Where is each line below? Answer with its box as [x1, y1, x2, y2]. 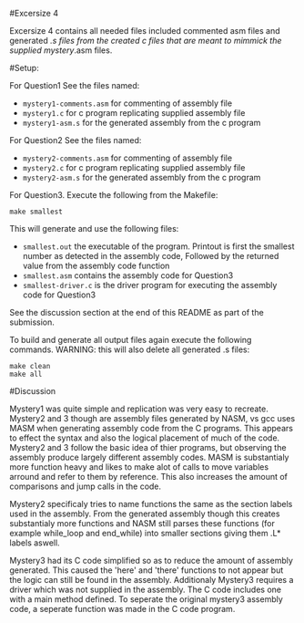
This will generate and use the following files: [9, 223, 179, 234]
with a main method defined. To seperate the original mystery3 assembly [9, 594, 284, 605]
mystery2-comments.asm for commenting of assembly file [22, 152, 233, 163]
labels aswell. [9, 537, 61, 548]
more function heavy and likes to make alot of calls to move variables [9, 462, 269, 472]
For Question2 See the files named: [9, 135, 142, 145]
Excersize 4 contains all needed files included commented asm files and [9, 26, 280, 36]
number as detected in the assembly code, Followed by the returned [22, 251, 279, 261]
